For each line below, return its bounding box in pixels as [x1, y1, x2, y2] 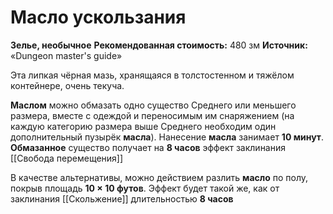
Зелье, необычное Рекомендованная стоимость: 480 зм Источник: [10, 39, 308, 51]
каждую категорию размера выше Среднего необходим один [10, 120, 277, 132]
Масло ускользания [10, 6, 187, 29]
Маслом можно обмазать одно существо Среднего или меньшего [10, 99, 297, 111]
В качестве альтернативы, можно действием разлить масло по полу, [10, 171, 309, 183]
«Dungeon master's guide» [10, 49, 123, 61]
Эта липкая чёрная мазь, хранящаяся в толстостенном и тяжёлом [10, 69, 295, 81]
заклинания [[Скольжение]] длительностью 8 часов [10, 192, 234, 205]
